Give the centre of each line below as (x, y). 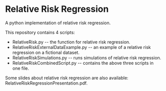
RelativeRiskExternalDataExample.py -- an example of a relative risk (82, 47)
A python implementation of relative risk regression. (58, 23)
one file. (21, 68)
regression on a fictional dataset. (46, 52)
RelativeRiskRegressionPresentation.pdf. (46, 83)
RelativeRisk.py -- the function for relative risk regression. (71, 42)
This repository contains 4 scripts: (40, 32)
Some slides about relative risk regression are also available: (67, 78)
